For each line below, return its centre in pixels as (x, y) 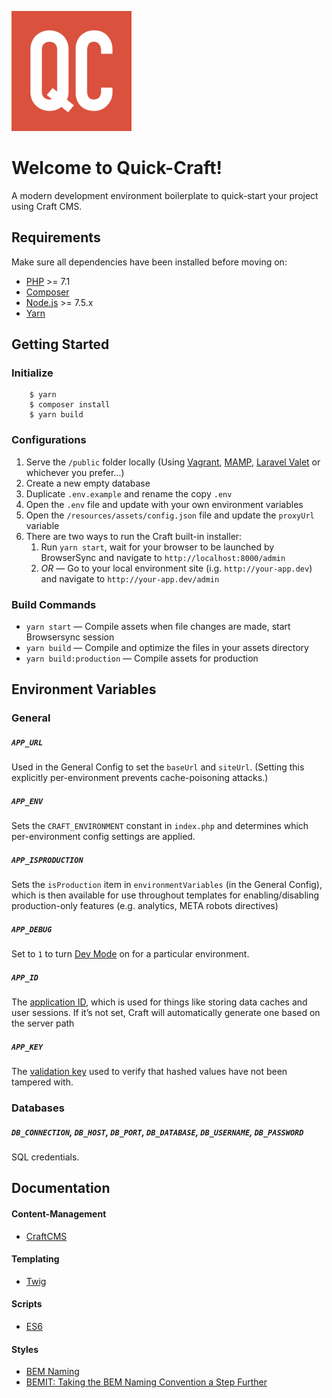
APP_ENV (27, 801)
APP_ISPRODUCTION (47, 860)
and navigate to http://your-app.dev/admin (130, 578)
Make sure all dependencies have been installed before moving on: (149, 262)
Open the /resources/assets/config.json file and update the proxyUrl (170, 515)
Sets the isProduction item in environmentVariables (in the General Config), (167, 885)
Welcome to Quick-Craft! (117, 168)
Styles (25, 1349)
